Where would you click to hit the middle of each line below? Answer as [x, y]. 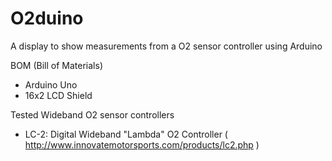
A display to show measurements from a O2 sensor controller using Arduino [166, 46]
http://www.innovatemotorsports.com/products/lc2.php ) [142, 144]
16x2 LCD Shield [58, 95]
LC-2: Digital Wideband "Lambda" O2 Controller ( [126, 134]
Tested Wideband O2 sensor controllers [92, 114]
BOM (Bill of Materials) [56, 65]
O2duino [47, 18]
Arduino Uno [51, 84]
